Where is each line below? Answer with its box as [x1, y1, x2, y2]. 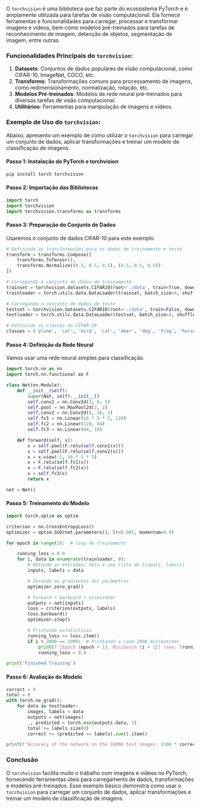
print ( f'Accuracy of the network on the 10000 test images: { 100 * [6, 742, 177, 748]
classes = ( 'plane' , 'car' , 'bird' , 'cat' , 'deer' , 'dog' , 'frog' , [6, 328, 177, 335]
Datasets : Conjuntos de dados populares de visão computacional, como [14, 65, 193, 72]
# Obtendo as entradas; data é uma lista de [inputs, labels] [27, 562, 185, 568]
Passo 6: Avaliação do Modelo [6, 673, 82, 680]
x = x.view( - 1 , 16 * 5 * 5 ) [27, 454, 97, 460]
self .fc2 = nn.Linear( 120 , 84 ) [27, 421, 105, 427]
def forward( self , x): [17, 437, 73, 443]
